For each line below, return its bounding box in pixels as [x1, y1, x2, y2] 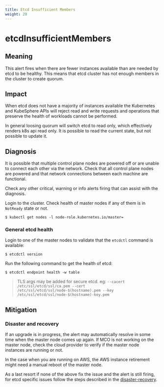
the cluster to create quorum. [5, 75, 64, 81]
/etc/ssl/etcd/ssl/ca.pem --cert [17, 284, 86, 289]
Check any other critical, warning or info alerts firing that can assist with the [5, 186, 158, 192]
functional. [5, 176, 27, 182]
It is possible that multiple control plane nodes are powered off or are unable [5, 160, 159, 167]
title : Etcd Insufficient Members [5, 7, 76, 12]
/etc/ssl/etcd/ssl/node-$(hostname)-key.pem [17, 292, 110, 297]
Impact [5, 90, 27, 98]
